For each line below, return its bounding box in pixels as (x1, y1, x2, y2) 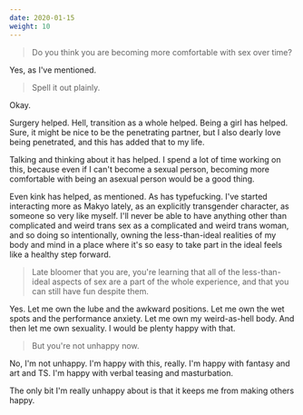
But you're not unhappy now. (31, 340, 140, 351)
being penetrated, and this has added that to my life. (9, 136, 205, 147)
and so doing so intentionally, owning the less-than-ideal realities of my (9, 229, 277, 241)
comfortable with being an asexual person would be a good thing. (9, 173, 255, 184)
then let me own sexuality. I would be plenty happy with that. (9, 322, 236, 333)
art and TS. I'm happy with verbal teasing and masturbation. (9, 367, 234, 378)
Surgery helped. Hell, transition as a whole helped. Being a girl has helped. (9, 117, 288, 128)
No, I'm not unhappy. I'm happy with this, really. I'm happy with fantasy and (9, 358, 290, 369)
